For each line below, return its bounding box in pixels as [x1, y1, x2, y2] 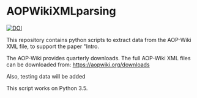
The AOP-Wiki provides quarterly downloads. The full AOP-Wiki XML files [6, 54, 191, 61]
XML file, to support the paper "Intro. [6, 43, 100, 50]
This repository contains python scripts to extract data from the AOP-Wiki [6, 36, 191, 43]
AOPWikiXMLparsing [6, 4, 116, 18]
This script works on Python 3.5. [6, 84, 88, 92]
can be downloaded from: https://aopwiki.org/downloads [6, 61, 150, 68]
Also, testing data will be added [6, 72, 86, 80]
